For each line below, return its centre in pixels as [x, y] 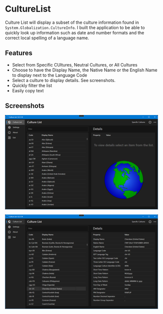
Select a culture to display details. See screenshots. [64, 80]
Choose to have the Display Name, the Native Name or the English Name [85, 70]
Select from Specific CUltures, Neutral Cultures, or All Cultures [75, 65]
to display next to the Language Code [49, 75]
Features [19, 53]
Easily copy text [28, 90]
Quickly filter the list [32, 85]
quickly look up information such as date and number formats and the [75, 33]
